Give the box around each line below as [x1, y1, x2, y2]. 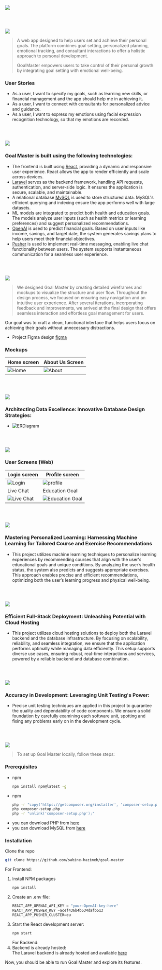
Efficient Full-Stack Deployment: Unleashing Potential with [5, 613, 146, 620]
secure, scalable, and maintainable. [12, 189, 83, 195]
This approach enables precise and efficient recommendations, [12, 572, 139, 578]
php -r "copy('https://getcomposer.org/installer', [12, 802, 118, 807]
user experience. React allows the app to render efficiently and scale [12, 169, 149, 174]
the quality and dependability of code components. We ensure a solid [12, 708, 151, 714]
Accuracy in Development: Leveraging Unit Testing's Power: [5, 692, 150, 698]
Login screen [7, 471, 39, 478]
